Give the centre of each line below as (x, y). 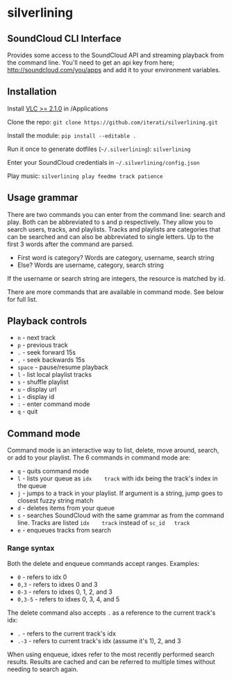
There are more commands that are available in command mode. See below (116, 292)
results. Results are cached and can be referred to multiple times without (111, 661)
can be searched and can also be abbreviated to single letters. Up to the (110, 236)
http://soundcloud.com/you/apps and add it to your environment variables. (114, 70)
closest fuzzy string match (55, 501)
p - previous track (42, 345)
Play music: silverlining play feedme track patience (85, 176)
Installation (32, 92)
